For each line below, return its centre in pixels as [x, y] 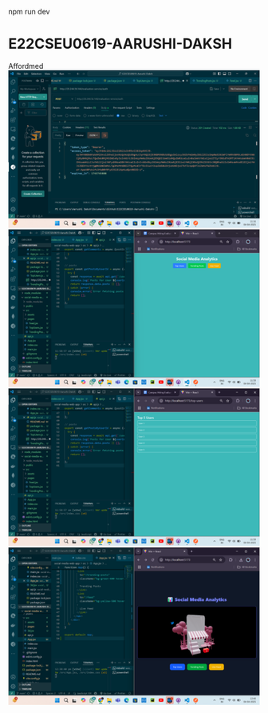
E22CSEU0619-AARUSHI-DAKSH [120, 44]
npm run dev [29, 12]
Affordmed [26, 66]
